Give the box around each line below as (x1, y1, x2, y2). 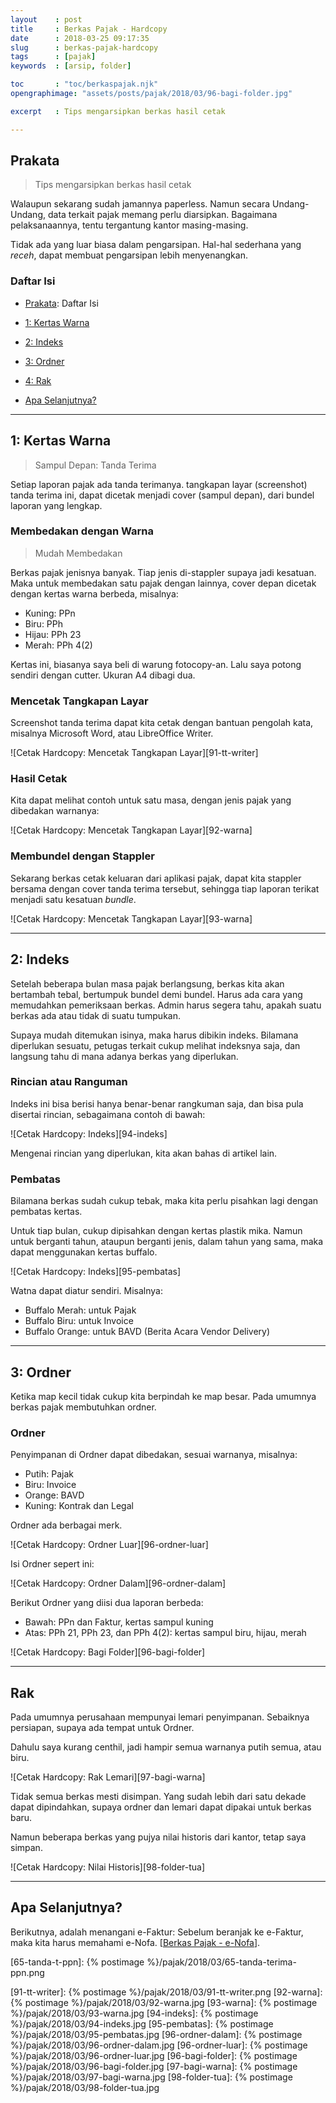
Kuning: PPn (24, 607, 76, 619)
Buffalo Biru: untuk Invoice (24, 1315, 134, 1327)
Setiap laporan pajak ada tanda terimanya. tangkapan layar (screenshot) (10, 478, 308, 490)
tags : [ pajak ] (10, 52, 97, 62)
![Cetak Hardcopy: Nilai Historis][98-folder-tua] (10, 1861, 206, 1873)
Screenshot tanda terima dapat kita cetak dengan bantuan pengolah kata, (10, 717, 314, 729)
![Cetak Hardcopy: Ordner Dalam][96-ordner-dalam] (10, 1577, 227, 1590)
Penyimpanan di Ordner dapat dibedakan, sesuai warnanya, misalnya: (10, 1449, 298, 1461)
